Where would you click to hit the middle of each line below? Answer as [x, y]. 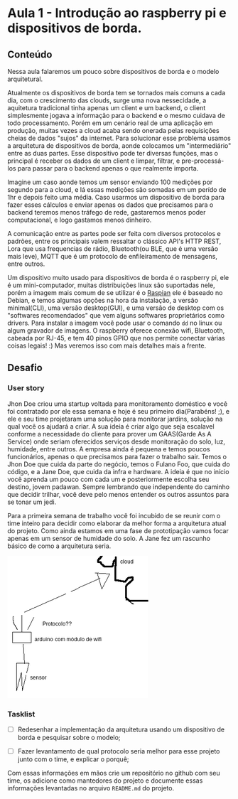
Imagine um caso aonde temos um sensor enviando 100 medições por [110, 182]
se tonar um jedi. [32, 502]
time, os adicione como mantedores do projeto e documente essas [105, 781]
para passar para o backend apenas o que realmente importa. [108, 168]
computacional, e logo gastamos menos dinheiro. [80, 220]
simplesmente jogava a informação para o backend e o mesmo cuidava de [116, 116]
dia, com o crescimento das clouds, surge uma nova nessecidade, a [107, 100]
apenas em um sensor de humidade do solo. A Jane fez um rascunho [109, 538]
